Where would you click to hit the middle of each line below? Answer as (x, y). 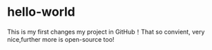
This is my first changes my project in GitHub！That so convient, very (106, 32)
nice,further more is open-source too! (61, 39)
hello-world (41, 12)
